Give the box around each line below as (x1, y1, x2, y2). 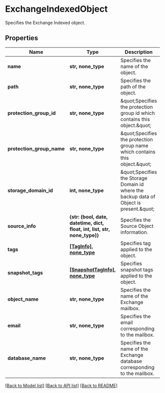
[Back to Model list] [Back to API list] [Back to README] (5, 382, 118, 389)
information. (120, 228, 148, 235)
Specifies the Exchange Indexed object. (5, 20, 85, 26)
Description (124, 48, 153, 55)
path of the (120, 83, 146, 90)
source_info (7, 223, 36, 229)
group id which (120, 110, 155, 116)
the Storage (120, 174, 148, 181)
